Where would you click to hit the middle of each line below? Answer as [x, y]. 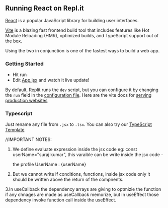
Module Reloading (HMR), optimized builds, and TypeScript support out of [82, 35]
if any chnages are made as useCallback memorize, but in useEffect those [82, 195]
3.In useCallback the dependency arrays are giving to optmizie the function [83, 189]
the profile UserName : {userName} [49, 164]
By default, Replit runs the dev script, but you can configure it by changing [82, 90]
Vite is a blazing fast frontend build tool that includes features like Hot [77, 30]
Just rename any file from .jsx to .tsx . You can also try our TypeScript [79, 124]
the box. [14, 41]
